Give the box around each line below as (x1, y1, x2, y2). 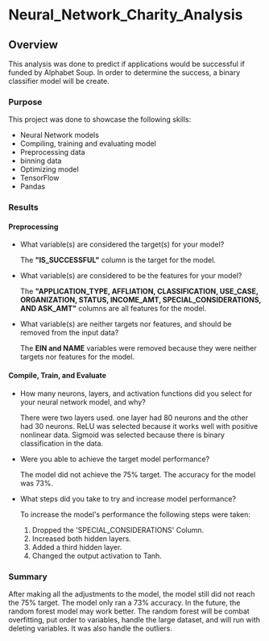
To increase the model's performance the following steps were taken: (19, 510, 251, 519)
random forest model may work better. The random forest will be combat (8, 606, 250, 616)
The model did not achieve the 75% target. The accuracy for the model (19, 469, 256, 479)
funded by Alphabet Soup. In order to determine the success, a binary (8, 68, 241, 77)
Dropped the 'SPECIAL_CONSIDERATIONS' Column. (31, 525, 205, 535)
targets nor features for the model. (19, 352, 135, 362)
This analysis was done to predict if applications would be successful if (8, 59, 246, 69)
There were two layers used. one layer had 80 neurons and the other (19, 413, 248, 422)
